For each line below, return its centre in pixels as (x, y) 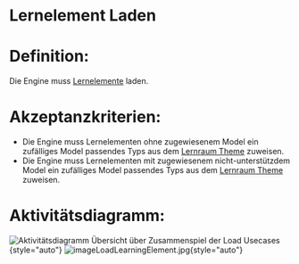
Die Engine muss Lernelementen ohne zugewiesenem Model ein (140, 142)
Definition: (49, 57)
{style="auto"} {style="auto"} (126, 250)
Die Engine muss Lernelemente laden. (79, 81)
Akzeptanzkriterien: (85, 117)
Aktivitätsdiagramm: (87, 216)
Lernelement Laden (83, 16)
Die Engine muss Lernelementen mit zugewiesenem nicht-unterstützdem (156, 161)
